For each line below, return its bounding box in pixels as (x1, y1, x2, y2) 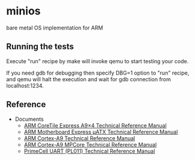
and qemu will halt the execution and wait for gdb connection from (6, 75, 172, 82)
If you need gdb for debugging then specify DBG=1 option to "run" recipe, (6, 69, 190, 76)
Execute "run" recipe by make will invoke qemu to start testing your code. (6, 57, 189, 64)
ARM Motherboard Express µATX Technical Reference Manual (23, 128, 178, 135)
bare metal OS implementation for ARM (6, 24, 104, 31)
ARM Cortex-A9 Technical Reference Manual (23, 134, 135, 142)
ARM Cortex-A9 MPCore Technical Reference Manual (23, 141, 157, 148)
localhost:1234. (6, 82, 44, 89)
